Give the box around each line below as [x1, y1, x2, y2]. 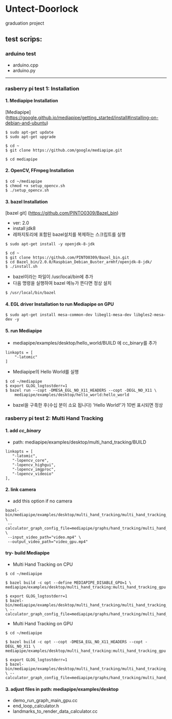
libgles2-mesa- [133, 312, 166, 318]
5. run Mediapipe [5, 327, 42, 333]
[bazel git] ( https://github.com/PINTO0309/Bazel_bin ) [5, 210, 119, 216]
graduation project [5, 20, 45, 26]
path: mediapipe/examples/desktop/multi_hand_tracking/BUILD [12, 439, 147, 445]
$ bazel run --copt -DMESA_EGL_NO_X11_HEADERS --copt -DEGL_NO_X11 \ [5, 388, 157, 393]
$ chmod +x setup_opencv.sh [5, 183, 66, 188]
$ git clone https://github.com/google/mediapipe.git [5, 147, 123, 153]
